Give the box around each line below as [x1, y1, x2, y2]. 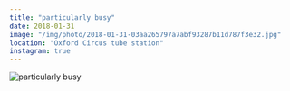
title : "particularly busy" [9, 13, 116, 23]
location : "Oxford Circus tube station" [9, 38, 165, 48]
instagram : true [9, 47, 71, 56]
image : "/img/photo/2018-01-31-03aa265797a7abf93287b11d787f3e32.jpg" [9, 30, 282, 39]
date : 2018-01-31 [9, 22, 75, 31]
